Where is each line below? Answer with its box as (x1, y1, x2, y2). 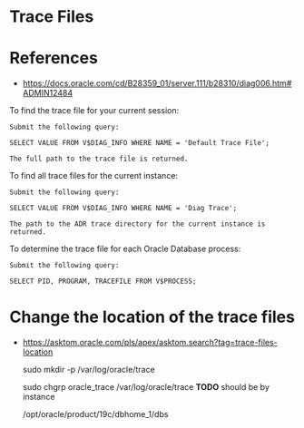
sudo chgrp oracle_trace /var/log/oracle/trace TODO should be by (22, 382, 270, 393)
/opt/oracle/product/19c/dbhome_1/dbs (22, 409, 169, 420)
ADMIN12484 (22, 88, 74, 99)
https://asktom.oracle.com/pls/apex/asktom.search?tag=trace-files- (22, 337, 279, 348)
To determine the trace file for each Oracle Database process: (9, 243, 241, 255)
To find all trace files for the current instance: (9, 170, 179, 181)
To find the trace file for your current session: (9, 105, 180, 116)
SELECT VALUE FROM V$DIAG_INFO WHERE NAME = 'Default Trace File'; (9, 139, 270, 148)
